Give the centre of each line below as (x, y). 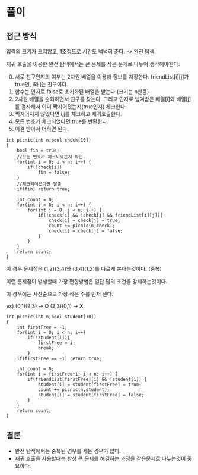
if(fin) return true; (43, 189)
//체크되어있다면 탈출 (39, 184)
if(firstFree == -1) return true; (59, 358)
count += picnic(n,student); (74, 390)
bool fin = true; (38, 151)
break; (46, 348)
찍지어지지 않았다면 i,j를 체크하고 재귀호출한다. (68, 114)
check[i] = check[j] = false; (86, 231)
